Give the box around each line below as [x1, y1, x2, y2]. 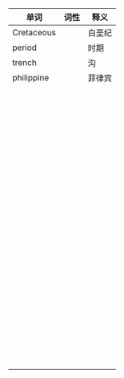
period [12, 42, 38, 53]
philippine [12, 72, 50, 83]
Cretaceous [12, 27, 57, 38]
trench [12, 57, 38, 68]
